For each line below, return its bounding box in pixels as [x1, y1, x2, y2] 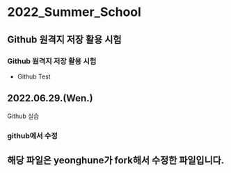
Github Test [17, 72, 51, 81]
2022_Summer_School [7, 4, 141, 20]
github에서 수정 [7, 131, 58, 140]
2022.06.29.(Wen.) [7, 92, 93, 104]
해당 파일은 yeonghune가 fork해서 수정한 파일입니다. [7, 154, 225, 166]
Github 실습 [7, 112, 40, 120]
